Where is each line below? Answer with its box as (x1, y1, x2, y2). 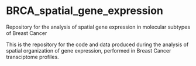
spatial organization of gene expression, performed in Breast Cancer (6, 47, 171, 54)
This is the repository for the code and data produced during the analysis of (6, 41, 189, 48)
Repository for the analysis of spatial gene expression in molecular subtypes (6, 23, 191, 30)
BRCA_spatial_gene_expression (6, 4, 164, 18)
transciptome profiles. (6, 53, 60, 60)
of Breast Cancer (6, 29, 47, 36)
